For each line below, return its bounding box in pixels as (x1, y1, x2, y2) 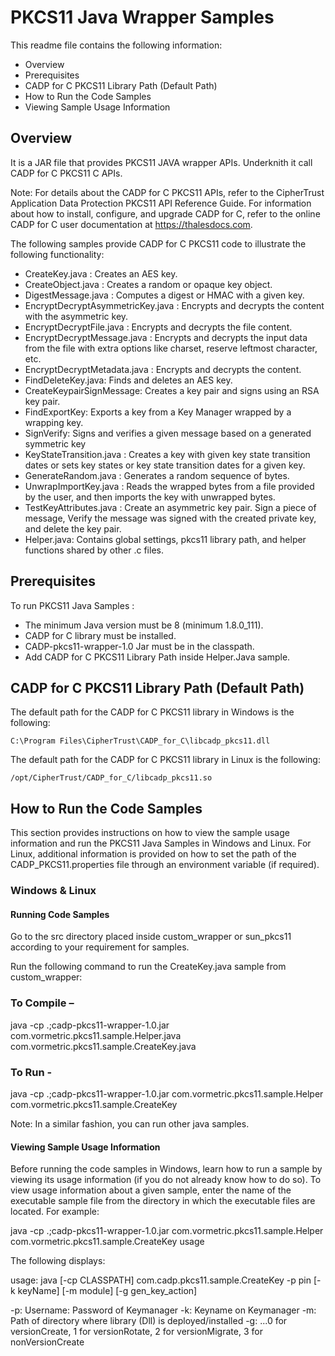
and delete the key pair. (24, 522, 122, 535)
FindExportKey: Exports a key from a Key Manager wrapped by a (24, 406, 292, 418)
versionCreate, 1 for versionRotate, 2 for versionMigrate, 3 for (10, 1326, 263, 1338)
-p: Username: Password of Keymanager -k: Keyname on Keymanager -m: (10, 1304, 317, 1316)
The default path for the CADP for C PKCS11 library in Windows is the (10, 706, 295, 718)
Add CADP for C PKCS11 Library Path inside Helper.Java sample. (24, 651, 291, 663)
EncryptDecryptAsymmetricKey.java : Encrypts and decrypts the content (24, 299, 325, 311)
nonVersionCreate (10, 1336, 85, 1348)
